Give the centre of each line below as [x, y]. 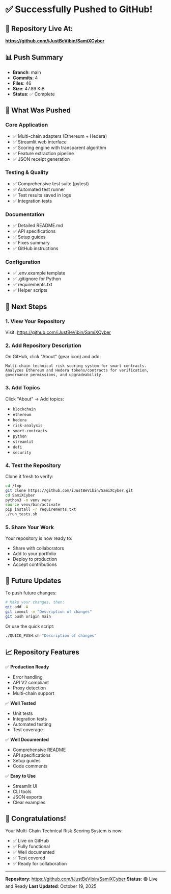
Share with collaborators [38, 548]
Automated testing [32, 724]
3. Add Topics [23, 388]
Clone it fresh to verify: [29, 476]
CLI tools [22, 791]
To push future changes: [31, 593]
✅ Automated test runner [39, 189]
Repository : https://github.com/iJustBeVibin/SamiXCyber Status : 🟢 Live [81, 879]
